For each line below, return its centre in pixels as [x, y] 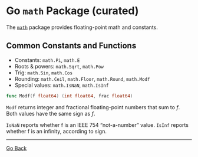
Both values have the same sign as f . [51, 113]
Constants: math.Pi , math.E [47, 60]
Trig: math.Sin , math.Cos [43, 73]
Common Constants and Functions [71, 46]
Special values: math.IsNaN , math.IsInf [62, 85]
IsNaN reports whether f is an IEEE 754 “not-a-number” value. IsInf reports [97, 125]
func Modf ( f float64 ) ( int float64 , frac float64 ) [70, 96]
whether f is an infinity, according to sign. [57, 131]
